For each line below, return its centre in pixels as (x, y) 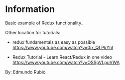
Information (30, 9)
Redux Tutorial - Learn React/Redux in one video (62, 57)
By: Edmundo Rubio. (26, 72)
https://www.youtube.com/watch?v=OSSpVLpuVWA (66, 62)
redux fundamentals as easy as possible (54, 42)
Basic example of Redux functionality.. (44, 23)
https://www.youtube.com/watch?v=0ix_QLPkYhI (63, 47)
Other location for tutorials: (33, 32)
